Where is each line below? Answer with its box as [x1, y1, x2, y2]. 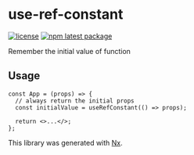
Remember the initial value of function [8, 46, 131, 56]
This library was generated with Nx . [8, 138, 123, 147]
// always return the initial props [15, 96, 135, 105]
